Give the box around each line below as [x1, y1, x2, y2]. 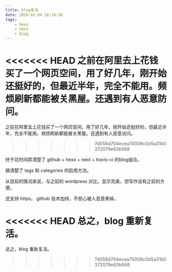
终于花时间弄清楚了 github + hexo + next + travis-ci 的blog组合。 [5, 156, 142, 163]
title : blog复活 [5, 7, 38, 13]
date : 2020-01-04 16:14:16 [5, 12, 63, 17]
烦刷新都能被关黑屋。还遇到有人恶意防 [5, 93, 167, 105]
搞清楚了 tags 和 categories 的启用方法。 [5, 167, 92, 173]
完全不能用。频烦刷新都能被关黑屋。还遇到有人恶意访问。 [14, 130, 136, 136]
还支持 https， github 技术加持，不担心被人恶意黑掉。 [5, 195, 119, 201]
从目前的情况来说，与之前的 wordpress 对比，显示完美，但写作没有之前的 [5, 178, 160, 184]
